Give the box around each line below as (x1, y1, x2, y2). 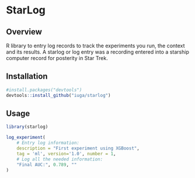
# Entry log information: (16, 140, 80, 146)
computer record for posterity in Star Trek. (6, 55, 108, 61)
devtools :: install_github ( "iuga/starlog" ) (6, 92, 111, 98)
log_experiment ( (6, 135, 46, 141)
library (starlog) (6, 124, 48, 130)
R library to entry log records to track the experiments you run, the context (6, 42, 185, 49)
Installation (6, 71, 48, 82)
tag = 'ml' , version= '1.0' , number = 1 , (16, 151, 116, 156)
